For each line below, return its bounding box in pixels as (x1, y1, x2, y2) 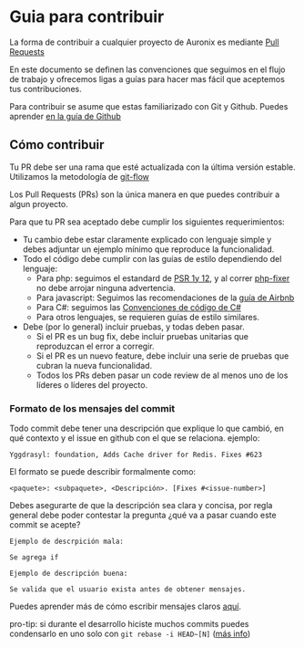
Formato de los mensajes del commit (9, 402, 176, 414)
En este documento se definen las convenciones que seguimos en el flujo (9, 64, 286, 75)
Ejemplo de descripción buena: (9, 569, 128, 579)
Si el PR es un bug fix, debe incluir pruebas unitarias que (35, 330, 248, 341)
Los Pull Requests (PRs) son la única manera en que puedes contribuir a (9, 189, 280, 200)
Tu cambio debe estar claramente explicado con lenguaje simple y (22, 234, 272, 245)
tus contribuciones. (9, 83, 82, 94)
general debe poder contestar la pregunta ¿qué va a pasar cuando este (9, 509, 277, 521)
